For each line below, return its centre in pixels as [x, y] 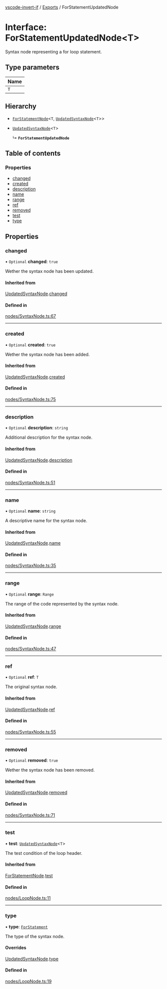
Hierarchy [21, 106]
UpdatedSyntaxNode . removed [36, 792]
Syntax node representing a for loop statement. [53, 51]
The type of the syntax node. [35, 936]
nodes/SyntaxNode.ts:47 [31, 649]
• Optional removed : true [32, 761]
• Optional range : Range [30, 594]
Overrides [16, 948]
